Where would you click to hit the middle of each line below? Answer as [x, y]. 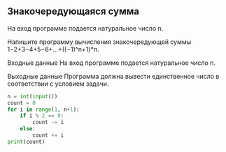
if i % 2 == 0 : [42, 116]
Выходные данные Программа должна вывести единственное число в [113, 76]
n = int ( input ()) [33, 96]
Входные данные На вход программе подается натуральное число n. [111, 63]
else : [28, 129]
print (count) [26, 142]
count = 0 [22, 103]
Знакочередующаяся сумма [73, 12]
